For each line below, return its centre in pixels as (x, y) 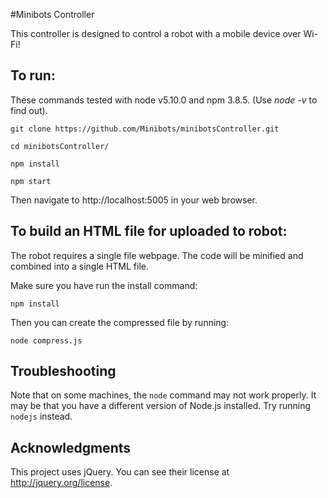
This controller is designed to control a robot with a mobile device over (156, 33)
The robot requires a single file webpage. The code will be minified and (157, 255)
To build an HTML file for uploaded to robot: (149, 231)
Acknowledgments (71, 447)
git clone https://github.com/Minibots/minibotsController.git (145, 129)
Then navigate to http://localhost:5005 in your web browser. (134, 200)
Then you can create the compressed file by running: (120, 322)
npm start (31, 181)
